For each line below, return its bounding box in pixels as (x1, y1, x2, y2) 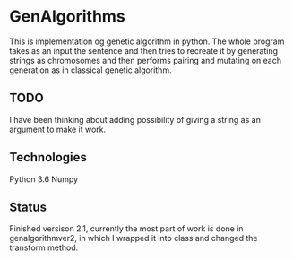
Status (9, 199, 47, 214)
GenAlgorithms (9, 6, 125, 27)
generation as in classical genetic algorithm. (9, 65, 172, 75)
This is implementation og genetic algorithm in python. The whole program (9, 36, 285, 47)
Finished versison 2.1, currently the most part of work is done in (9, 223, 244, 234)
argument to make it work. (9, 124, 107, 134)
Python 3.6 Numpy (9, 173, 79, 185)
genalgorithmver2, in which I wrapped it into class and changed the (9, 233, 258, 244)
